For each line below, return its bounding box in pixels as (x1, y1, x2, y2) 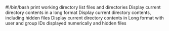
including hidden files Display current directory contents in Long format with (5, 15, 164, 20)
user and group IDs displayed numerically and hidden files (5, 20, 126, 26)
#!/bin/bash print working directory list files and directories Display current (5, 4, 161, 10)
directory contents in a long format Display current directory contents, (5, 9, 151, 15)
